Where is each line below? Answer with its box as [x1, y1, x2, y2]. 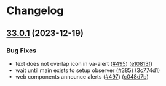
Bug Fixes [6, 46, 37, 55]
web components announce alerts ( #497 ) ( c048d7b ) [15, 73, 149, 80]
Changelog [6, 4, 64, 18]
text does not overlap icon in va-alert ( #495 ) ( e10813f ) [15, 60, 152, 67]
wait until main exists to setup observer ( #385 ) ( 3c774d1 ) [15, 66, 160, 74]
